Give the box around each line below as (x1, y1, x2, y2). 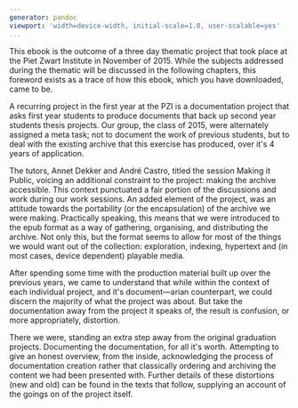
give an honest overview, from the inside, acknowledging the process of (9, 350, 274, 361)
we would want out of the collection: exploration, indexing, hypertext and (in (9, 241, 288, 252)
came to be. (9, 84, 53, 94)
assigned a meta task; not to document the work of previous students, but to (9, 129, 290, 140)
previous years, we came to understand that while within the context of (9, 276, 270, 287)
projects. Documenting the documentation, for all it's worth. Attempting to (9, 341, 279, 352)
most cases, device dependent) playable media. (9, 250, 185, 260)
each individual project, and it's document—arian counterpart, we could (9, 286, 273, 297)
